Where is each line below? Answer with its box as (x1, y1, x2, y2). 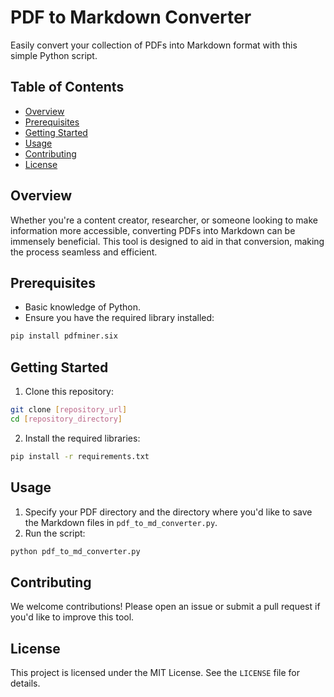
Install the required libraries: (24, 432, 141, 444)
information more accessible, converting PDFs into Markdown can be (10, 224, 296, 236)
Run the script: (24, 527, 86, 539)
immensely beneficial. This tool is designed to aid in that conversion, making (10, 235, 325, 247)
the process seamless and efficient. (10, 246, 158, 258)
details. (10, 677, 41, 689)
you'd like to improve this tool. (10, 611, 135, 623)
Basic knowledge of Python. (24, 301, 141, 313)
